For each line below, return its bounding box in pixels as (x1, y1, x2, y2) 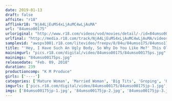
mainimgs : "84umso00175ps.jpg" (5, 55, 72, 60)
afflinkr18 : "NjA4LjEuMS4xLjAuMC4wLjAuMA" (5, 21, 97, 27)
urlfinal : (5, 36, 27, 41)
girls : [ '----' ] (5, 74, 40, 79)
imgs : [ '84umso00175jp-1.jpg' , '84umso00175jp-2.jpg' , (5, 88, 125, 93)
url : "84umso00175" (5, 27, 47, 32)
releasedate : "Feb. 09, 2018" (5, 60, 70, 65)
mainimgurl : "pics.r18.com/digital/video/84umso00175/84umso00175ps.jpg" (5, 50, 166, 55)
